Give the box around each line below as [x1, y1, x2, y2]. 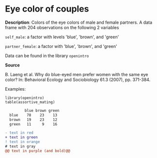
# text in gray [5, 144, 36, 149]
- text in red [5, 130, 34, 135]
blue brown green [24, 108, 60, 113]
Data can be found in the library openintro [5, 52, 89, 59]
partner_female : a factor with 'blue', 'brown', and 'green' [5, 43, 117, 49]
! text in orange [5, 140, 40, 144]
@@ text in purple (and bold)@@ [5, 148, 70, 153]
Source [5, 62, 20, 68]
